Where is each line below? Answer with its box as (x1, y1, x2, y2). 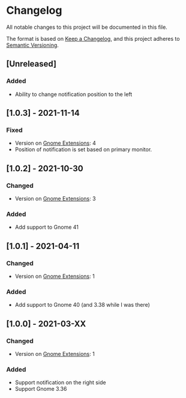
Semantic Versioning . (6, 41, 59, 49)
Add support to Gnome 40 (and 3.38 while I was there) (14, 301, 150, 309)
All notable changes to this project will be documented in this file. (6, 23, 168, 31)
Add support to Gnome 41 (14, 223, 79, 231)
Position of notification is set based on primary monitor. (14, 146, 152, 153)
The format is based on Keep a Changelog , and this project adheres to (6, 35, 180, 42)
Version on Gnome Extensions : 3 (14, 195, 96, 202)
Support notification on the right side (14, 379, 106, 386)
